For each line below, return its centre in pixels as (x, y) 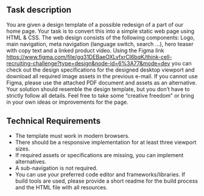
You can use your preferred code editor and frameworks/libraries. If (100, 174)
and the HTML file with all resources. (61, 187)
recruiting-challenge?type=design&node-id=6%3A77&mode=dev (88, 63)
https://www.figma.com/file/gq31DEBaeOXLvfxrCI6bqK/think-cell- (89, 56)
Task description (39, 10)
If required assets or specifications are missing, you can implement (99, 155)
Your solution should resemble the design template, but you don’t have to (98, 89)
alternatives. (31, 161)
